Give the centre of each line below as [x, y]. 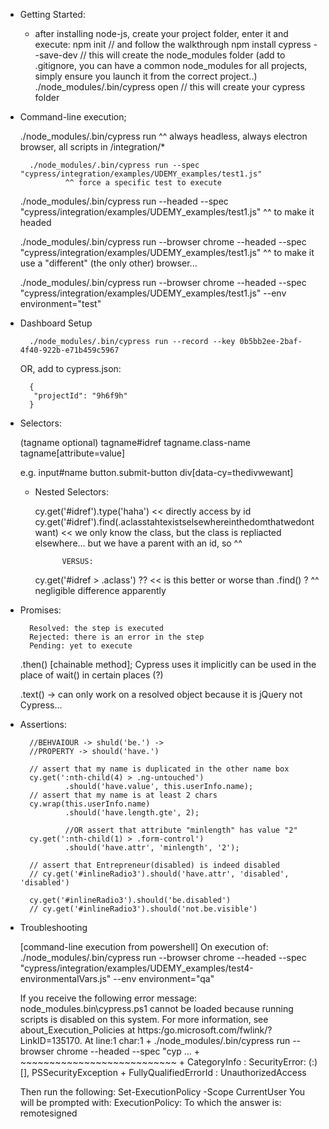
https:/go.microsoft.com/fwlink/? [205, 1030]
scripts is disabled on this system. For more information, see [144, 1019]
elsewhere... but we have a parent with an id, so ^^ [138, 543]
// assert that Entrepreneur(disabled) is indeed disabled [155, 865]
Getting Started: [52, 14]
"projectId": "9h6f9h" [80, 396]
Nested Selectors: [72, 492]
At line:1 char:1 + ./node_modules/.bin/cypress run [187, 1040]
